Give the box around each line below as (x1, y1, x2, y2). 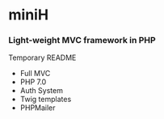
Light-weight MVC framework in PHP (8, 35, 156, 46)
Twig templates (19, 95, 72, 104)
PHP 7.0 (19, 77, 47, 87)
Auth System (19, 86, 63, 96)
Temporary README (8, 53, 77, 62)
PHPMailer (19, 103, 56, 113)
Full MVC (19, 69, 51, 79)
